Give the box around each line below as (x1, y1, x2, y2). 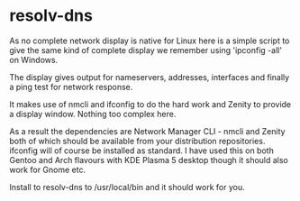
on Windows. (9, 54, 59, 65)
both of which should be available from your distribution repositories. (9, 135, 266, 146)
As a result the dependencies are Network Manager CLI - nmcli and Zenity (9, 125, 286, 136)
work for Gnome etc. (9, 164, 86, 175)
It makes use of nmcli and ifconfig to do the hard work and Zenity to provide (9, 98, 292, 109)
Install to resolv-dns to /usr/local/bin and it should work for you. (9, 181, 245, 192)
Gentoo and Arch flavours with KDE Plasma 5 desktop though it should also (9, 154, 288, 165)
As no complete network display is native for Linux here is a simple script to (9, 35, 290, 46)
